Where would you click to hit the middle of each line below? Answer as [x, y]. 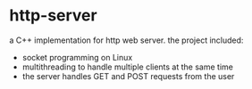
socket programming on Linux [77, 57]
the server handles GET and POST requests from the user [128, 76]
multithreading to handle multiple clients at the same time [128, 67]
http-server [53, 16]
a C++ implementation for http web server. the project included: [126, 40]
